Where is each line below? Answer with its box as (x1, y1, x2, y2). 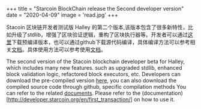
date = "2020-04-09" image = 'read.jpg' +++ (6, 11, 119, 18)
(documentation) (142, 89, 183, 96)
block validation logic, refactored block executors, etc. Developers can (6, 71, 181, 77)
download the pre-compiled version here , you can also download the (6, 77, 177, 84)
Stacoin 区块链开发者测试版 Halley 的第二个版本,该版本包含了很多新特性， (6, 24, 188, 30)
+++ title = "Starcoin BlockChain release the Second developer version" (6, 5, 184, 12)
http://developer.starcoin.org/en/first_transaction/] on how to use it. (8, 96, 175, 103)
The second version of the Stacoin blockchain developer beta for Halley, (6, 58, 185, 65)
